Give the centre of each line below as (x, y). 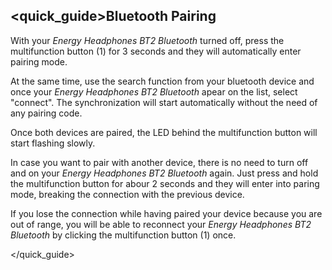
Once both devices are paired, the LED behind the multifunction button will (164, 132)
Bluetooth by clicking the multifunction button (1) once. (123, 235)
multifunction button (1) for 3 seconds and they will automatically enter (156, 51)
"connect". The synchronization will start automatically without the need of (164, 102)
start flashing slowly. (53, 143)
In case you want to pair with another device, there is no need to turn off (159, 162)
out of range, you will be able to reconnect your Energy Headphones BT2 (161, 224)
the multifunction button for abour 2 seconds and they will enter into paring (165, 183)
